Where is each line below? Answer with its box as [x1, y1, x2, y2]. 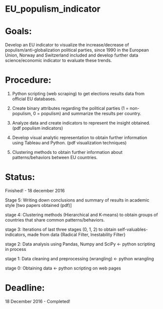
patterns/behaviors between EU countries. [12, 155, 98, 161]
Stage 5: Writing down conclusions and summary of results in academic [5, 197, 150, 203]
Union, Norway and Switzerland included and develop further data [5, 52, 139, 58]
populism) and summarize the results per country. [41, 111, 142, 117]
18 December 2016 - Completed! [5, 298, 71, 304]
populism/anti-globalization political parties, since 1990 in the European [5, 47, 149, 53]
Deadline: [5, 282, 45, 293]
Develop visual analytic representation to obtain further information [12, 135, 147, 141]
